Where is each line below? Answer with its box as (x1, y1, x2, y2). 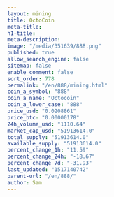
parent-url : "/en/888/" (7, 173, 77, 180)
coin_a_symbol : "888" (7, 88, 71, 95)
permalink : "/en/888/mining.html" (7, 82, 108, 89)
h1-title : (7, 29, 36, 37)
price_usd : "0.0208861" (7, 108, 77, 115)
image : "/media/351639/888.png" (7, 43, 101, 50)
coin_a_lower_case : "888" (7, 101, 83, 108)
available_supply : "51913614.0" (7, 140, 101, 147)
